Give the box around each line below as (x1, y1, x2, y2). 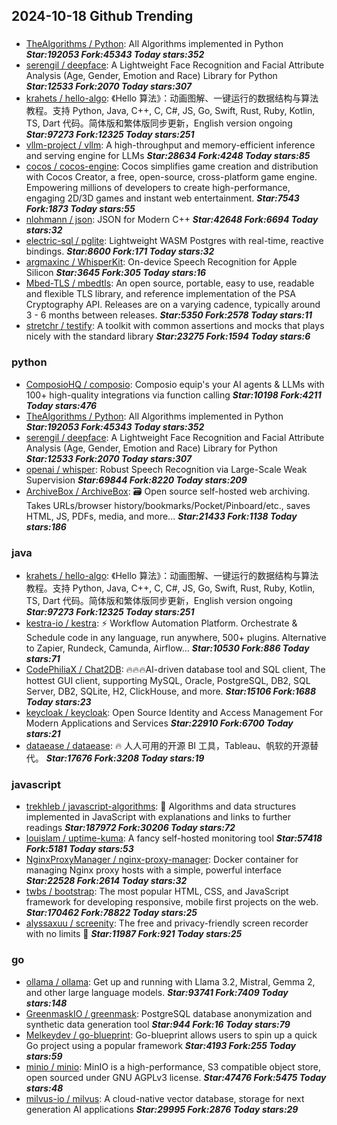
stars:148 (25, 997, 68, 1009)
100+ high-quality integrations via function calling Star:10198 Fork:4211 (25, 389, 322, 401)
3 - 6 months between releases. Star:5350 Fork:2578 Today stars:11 (25, 309, 313, 321)
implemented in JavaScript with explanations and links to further (25, 811, 291, 823)
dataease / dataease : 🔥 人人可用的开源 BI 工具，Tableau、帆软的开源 (25, 739, 311, 751)
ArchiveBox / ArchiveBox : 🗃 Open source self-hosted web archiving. (25, 485, 311, 497)
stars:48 (25, 1082, 64, 1094)
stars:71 (25, 652, 61, 664)
